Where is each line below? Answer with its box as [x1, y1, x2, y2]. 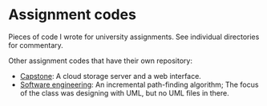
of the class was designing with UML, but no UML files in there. [19, 88, 230, 97]
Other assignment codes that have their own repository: [8, 56, 192, 65]
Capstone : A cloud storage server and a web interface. [19, 71, 202, 80]
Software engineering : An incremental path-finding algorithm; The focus [19, 80, 259, 89]
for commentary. [8, 40, 64, 49]
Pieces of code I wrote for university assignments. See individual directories [8, 32, 260, 41]
